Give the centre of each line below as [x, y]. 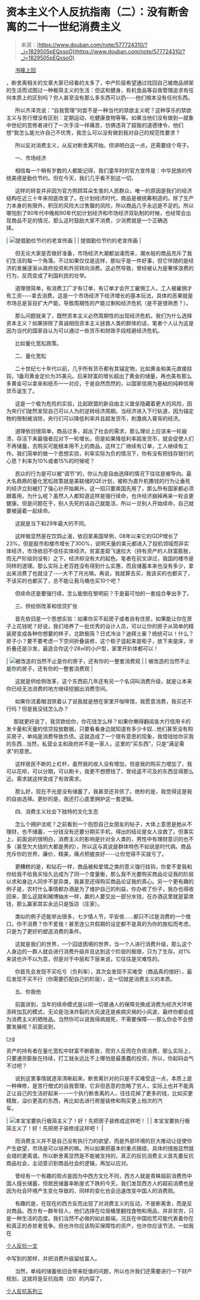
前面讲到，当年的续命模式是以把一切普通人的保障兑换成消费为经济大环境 [103, 1004]
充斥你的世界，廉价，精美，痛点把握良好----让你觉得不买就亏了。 [87, 854]
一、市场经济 [30, 158]
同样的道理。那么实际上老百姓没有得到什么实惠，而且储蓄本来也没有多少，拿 [100, 566]
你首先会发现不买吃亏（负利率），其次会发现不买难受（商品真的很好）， [101, 971]
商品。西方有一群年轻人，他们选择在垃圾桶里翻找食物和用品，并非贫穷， [100, 1211]
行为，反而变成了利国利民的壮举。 [48, 275]
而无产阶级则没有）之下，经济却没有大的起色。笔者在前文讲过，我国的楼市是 [100, 558]
